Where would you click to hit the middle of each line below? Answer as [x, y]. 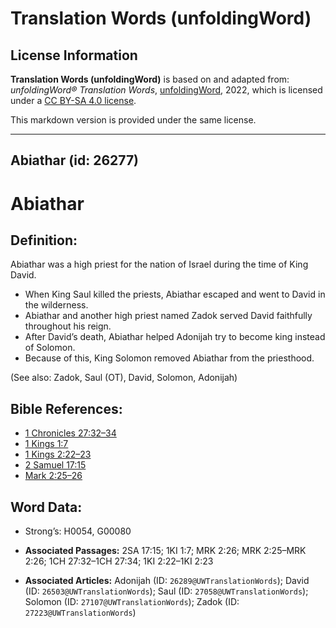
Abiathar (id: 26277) [75, 160]
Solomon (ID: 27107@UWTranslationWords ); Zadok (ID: [132, 602]
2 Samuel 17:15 [55, 465]
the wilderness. [56, 305]
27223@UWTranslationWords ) [80, 613]
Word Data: [46, 507]
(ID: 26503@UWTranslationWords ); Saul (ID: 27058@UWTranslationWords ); [166, 591]
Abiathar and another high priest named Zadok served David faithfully [168, 316]
